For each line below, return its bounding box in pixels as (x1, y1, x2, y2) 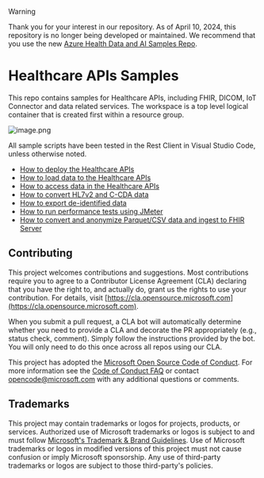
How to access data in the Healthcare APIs (19, 181, 160, 191)
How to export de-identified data (19, 198, 127, 207)
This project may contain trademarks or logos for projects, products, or (8, 418, 240, 428)
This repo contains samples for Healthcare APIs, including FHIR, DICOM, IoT (8, 93, 257, 102)
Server (19, 223, 42, 233)
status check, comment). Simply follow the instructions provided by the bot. (8, 333, 256, 343)
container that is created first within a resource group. (8, 110, 185, 119)
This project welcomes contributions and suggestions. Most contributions (8, 268, 249, 277)
